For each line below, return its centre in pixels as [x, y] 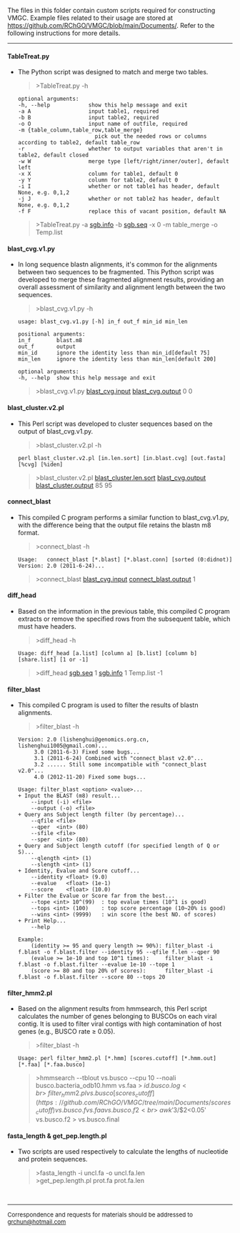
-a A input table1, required [88, 111]
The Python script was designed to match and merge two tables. [113, 72]
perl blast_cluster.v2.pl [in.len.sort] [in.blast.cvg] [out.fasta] [122, 458]
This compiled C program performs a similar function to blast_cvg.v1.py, [124, 517]
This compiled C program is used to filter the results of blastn [108, 705]
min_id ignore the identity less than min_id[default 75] [114, 353]
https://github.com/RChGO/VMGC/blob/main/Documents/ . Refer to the [111, 25]
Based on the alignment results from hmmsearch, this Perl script [112, 1009]
